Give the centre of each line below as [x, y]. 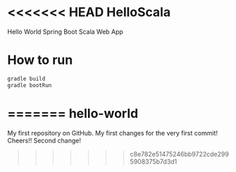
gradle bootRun [30, 85]
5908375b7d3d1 [154, 161]
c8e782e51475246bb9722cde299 [179, 154]
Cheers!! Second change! [44, 140]
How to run [40, 60]
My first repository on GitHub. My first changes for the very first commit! [113, 133]
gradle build [26, 79]
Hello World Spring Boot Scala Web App [65, 32]
